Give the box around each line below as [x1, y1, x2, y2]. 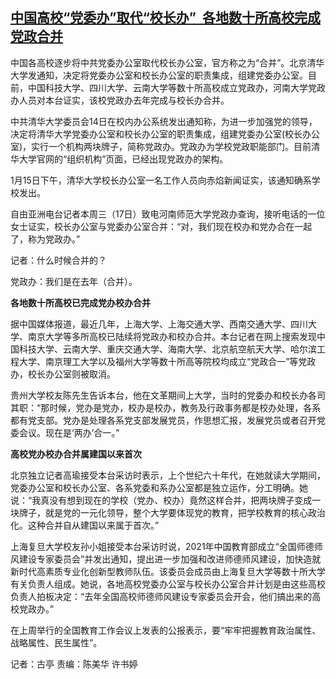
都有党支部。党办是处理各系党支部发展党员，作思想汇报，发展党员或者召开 [10, 414, 317, 426]
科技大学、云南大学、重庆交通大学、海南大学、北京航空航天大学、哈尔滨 [18, 343, 317, 355]
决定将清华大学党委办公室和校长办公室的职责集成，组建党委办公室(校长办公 [10, 128, 321, 140]
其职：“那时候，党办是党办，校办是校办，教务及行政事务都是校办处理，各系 [10, 401, 322, 413]
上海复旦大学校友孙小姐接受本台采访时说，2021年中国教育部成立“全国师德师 [10, 540, 323, 552]
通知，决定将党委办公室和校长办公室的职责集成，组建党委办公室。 [36, 69, 308, 81]
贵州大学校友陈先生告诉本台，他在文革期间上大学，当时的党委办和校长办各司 [10, 389, 326, 401]
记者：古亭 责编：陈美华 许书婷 [10, 658, 138, 670]
